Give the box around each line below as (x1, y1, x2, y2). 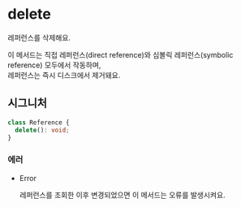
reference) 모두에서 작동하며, (7, 60, 101, 70)
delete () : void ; (15, 126, 70, 134)
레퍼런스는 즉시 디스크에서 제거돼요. (7, 70, 121, 80)
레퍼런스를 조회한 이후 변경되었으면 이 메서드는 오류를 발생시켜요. (19, 190, 226, 200)
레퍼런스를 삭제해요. (7, 32, 71, 42)
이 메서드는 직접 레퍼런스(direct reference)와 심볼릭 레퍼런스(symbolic (7, 50, 234, 59)
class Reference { (7, 119, 70, 127)
